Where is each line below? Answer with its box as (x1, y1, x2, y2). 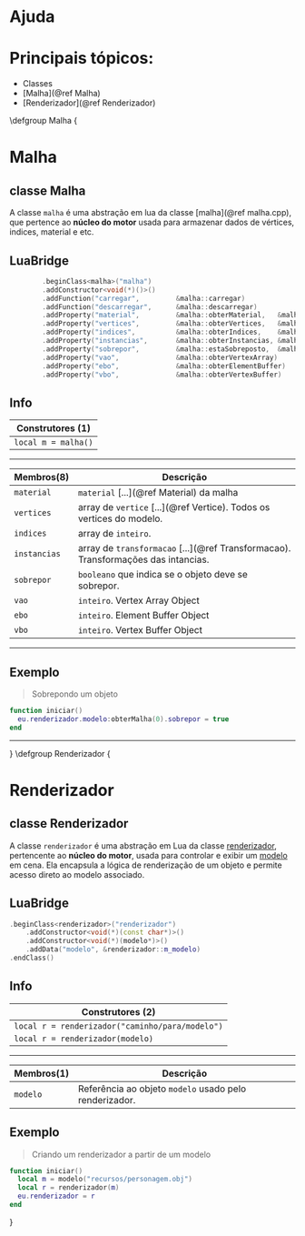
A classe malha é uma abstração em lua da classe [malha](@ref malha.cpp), (9, 207, 292, 218)
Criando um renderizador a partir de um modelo (31, 1149, 212, 1160)
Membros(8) (14, 471, 70, 484)
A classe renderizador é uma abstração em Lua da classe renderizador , (9, 839, 277, 851)
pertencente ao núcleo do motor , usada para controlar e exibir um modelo (9, 849, 288, 860)
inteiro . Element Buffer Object (77, 609, 210, 622)
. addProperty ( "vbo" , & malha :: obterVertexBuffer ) (42, 370, 282, 379)
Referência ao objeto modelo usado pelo (77, 1082, 247, 1095)
